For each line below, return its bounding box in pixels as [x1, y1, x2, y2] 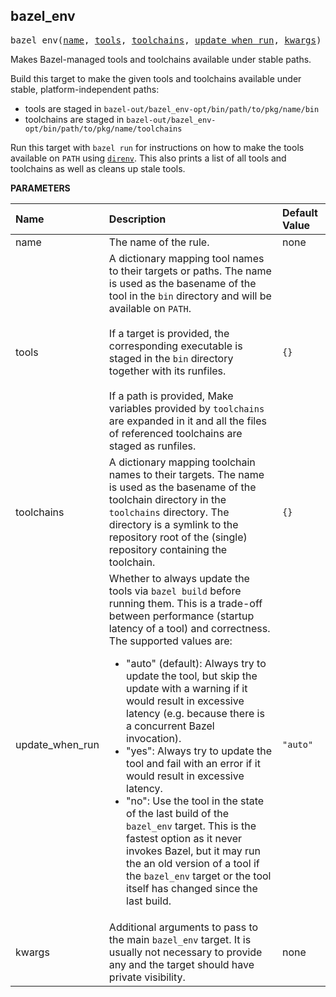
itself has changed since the [126, 881, 258, 895]
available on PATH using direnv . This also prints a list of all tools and [10, 152, 287, 164]
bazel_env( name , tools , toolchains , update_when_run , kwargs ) [10, 34, 322, 46]
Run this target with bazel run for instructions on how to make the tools [10, 141, 305, 153]
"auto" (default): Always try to [126, 656, 267, 670]
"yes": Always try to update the [126, 744, 273, 758]
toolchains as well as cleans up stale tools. [10, 162, 186, 174]
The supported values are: [108, 634, 233, 648]
